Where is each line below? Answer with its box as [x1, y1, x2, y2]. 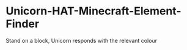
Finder [5, 17, 40, 31]
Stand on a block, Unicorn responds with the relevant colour [5, 37, 157, 44]
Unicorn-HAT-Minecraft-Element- [5, 4, 182, 18]
